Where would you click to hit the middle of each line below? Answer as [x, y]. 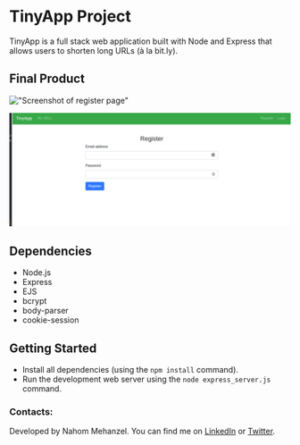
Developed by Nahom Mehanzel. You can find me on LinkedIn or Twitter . [142, 432]
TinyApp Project [71, 17]
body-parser [45, 311]
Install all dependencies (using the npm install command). [130, 370]
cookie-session [50, 320]
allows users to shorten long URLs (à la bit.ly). [94, 50]
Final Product [47, 79]
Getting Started [53, 348]
